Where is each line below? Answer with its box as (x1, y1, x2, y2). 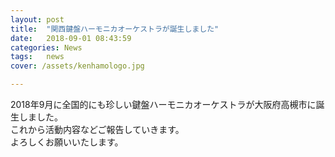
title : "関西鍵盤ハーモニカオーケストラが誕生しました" (10, 24, 220, 34)
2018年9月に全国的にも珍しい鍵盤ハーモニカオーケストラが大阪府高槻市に (10, 99, 317, 110)
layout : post (10, 14, 65, 25)
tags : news (10, 52, 65, 62)
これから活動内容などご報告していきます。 (10, 124, 185, 135)
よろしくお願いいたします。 (10, 136, 124, 148)
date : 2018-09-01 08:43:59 (10, 33, 132, 43)
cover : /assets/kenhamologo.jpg (10, 61, 145, 71)
